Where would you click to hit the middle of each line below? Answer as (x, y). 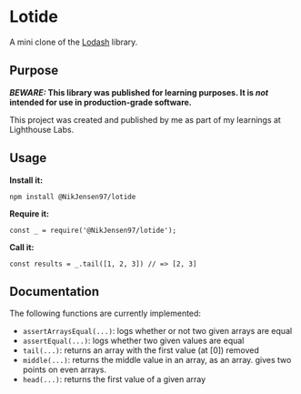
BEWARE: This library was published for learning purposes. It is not (139, 92)
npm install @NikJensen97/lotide (73, 197)
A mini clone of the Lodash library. (74, 42)
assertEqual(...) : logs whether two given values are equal (133, 341)
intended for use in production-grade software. (101, 102)
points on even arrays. (65, 369)
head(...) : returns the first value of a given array (114, 379)
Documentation (55, 292)
